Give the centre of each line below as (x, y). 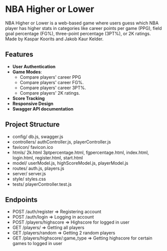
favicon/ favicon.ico (33, 147)
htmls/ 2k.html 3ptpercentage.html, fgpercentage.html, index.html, (81, 152)
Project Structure (32, 125)
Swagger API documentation (43, 109)
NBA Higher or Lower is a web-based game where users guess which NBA (82, 23)
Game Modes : (27, 72)
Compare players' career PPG (50, 77)
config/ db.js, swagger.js (38, 136)
